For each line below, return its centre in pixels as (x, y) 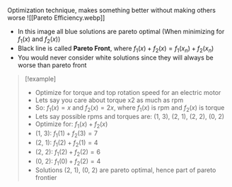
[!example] (40, 79)
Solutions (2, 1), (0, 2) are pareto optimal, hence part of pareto (126, 170)
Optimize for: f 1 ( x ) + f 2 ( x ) (71, 125)
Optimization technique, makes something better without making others (111, 10)
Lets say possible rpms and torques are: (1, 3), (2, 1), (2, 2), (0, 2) (130, 117)
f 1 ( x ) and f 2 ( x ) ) (39, 40)
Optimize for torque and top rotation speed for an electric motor (128, 92)
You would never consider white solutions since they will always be (115, 57)
